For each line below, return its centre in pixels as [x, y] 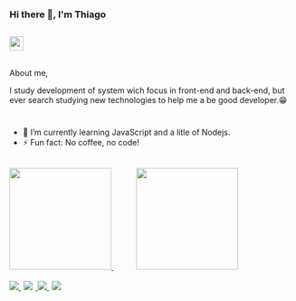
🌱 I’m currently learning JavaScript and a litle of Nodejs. [126, 132]
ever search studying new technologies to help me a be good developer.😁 [148, 100]
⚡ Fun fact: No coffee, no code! [81, 142]
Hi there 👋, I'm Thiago [58, 14]
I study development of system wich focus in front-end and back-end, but [147, 90]
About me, [29, 73]
